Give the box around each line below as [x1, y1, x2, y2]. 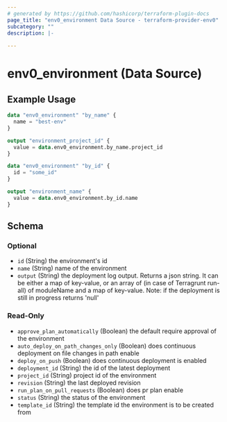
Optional [7, 241, 37, 251]
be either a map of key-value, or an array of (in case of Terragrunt [17, 279, 206, 287]
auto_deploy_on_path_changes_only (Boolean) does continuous [17, 341, 196, 350]
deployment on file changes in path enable [17, 348, 140, 357]
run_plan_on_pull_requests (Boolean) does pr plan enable [17, 386, 184, 394]
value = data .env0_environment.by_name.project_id [13, 144, 163, 151]
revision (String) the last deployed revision [17, 378, 141, 387]
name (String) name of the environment [17, 264, 127, 273]
